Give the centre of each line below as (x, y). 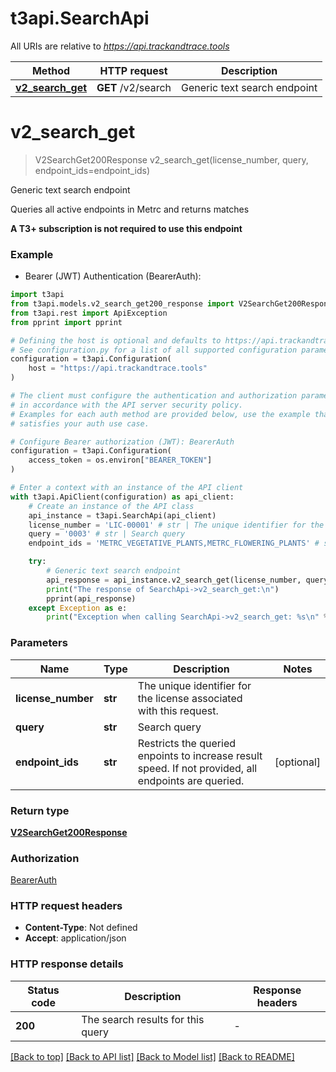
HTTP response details (67, 964)
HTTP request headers (66, 906)
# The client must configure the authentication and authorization (154, 396)
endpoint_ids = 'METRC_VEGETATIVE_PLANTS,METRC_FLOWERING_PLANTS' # (174, 543)
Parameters (39, 643)
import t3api (37, 295)
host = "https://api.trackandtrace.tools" (118, 368)
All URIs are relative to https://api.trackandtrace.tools (120, 46)
